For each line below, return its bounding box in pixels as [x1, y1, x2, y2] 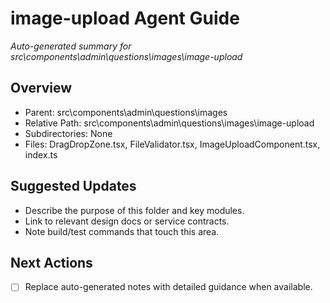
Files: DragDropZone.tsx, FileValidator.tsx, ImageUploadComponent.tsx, [24, 138, 321, 150]
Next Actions [10, 254, 93, 271]
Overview [10, 80, 73, 97]
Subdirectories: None [24, 127, 113, 139]
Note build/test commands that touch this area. [24, 225, 220, 237]
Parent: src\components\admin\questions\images [24, 106, 228, 118]
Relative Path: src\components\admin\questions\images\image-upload [24, 117, 315, 129]
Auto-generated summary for [10, 40, 132, 52]
